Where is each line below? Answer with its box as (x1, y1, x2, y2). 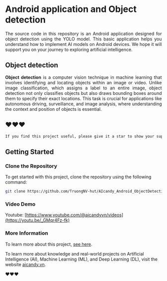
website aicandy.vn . (5, 261, 46, 268)
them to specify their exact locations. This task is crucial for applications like (5, 95, 162, 101)
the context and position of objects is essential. (5, 106, 102, 112)
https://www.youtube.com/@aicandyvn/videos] (26, 212, 123, 218)
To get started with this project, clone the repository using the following (5, 174, 152, 180)
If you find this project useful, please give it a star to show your (5, 134, 155, 139)
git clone (5, 189, 26, 194)
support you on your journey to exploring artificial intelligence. (5, 46, 133, 52)
